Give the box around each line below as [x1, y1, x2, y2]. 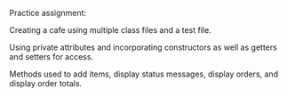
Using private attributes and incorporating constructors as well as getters [9, 42, 277, 53]
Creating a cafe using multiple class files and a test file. [9, 25, 211, 35]
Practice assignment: [9, 8, 87, 18]
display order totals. [9, 78, 83, 88]
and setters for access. [9, 52, 94, 61]
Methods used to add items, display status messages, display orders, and [9, 69, 278, 79]
